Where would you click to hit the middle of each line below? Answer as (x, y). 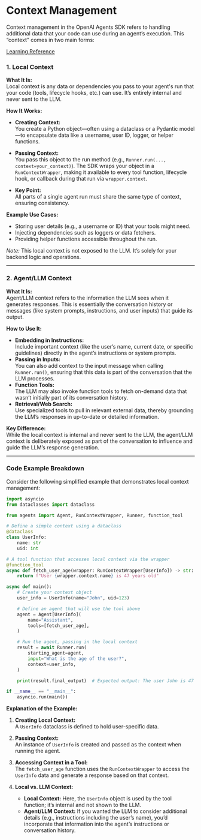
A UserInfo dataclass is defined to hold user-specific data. (87, 727)
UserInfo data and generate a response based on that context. (92, 775)
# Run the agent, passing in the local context (77, 642)
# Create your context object (55, 592)
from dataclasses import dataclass (51, 505)
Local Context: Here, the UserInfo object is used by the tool (98, 799)
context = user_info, (52, 664)
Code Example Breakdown (45, 469)
